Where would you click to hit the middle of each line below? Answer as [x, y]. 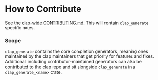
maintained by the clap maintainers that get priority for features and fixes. [79, 56]
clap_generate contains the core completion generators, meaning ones [77, 51]
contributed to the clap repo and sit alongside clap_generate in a [70, 67]
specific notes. [20, 27]
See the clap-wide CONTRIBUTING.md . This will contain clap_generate [77, 23]
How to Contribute [43, 9]
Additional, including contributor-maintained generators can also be [74, 62]
